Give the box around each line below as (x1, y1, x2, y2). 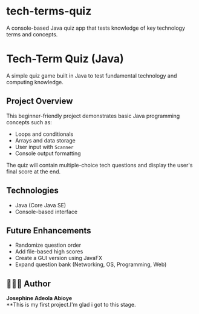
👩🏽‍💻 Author (6, 278, 51, 289)
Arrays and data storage (15, 136, 76, 144)
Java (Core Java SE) (15, 201, 67, 209)
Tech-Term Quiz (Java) (6, 52, 124, 66)
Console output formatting (15, 150, 81, 157)
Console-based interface (15, 208, 77, 215)
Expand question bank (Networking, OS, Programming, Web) (15, 261, 167, 268)
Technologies (6, 185, 59, 196)
